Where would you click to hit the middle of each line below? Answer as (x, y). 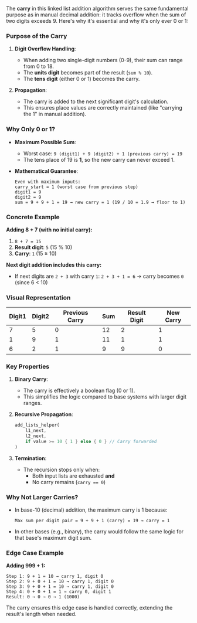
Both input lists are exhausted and (73, 476)
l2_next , (36, 436)
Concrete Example (33, 217)
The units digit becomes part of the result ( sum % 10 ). (88, 73)
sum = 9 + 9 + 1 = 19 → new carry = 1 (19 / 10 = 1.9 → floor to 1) (100, 202)
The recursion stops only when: (62, 469)
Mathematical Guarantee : (46, 171)
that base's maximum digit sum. (53, 538)
